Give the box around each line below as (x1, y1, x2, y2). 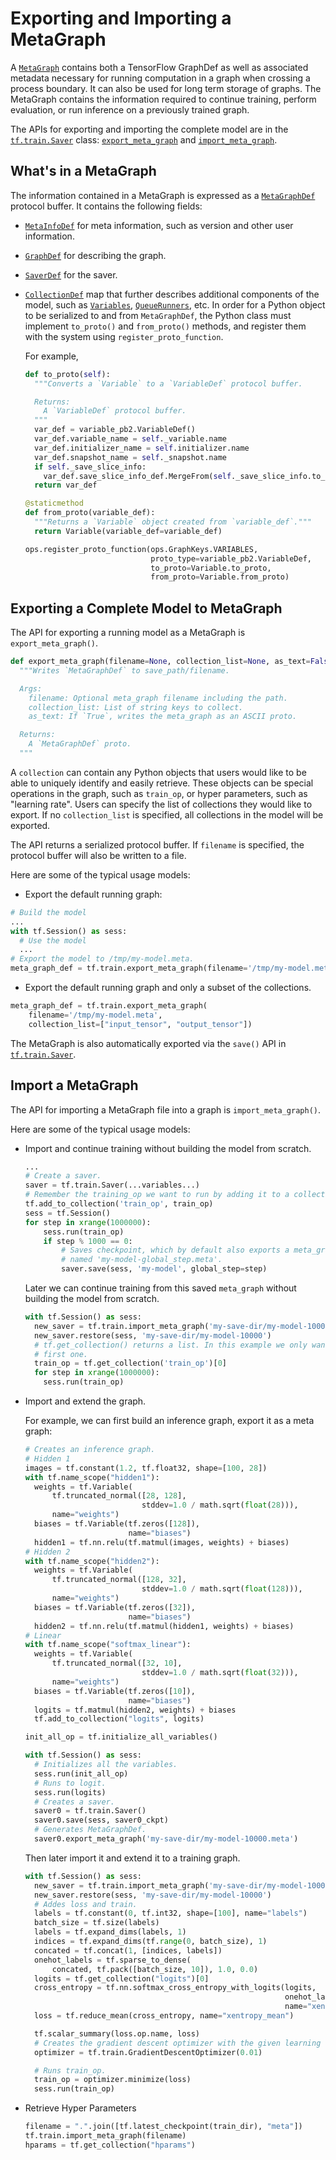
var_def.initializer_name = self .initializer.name (34, 443, 250, 453)
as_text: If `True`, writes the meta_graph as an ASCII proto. (28, 712, 298, 722)
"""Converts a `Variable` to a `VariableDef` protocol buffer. (34, 378, 303, 389)
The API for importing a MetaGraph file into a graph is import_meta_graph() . (10, 1103, 322, 1116)
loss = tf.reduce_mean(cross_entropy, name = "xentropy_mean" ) (34, 2011, 295, 2021)
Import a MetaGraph (10, 1077, 139, 1094)
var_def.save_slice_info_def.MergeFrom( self (43, 471, 232, 481)
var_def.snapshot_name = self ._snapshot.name (34, 452, 227, 462)
